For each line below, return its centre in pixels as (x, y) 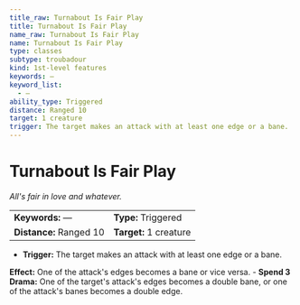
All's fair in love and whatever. (66, 196)
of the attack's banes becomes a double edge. (96, 291)
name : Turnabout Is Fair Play (66, 43)
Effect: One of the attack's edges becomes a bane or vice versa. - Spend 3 (150, 272)
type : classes (36, 51)
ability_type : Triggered (56, 102)
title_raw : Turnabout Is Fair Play (76, 18)
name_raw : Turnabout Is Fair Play (75, 34)
